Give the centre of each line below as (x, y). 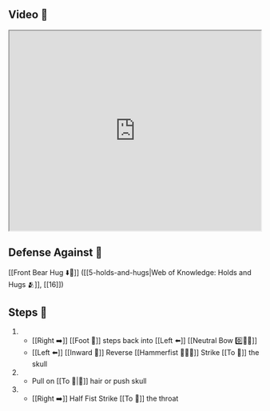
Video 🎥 (28, 15)
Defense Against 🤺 (56, 253)
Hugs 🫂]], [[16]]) (36, 284)
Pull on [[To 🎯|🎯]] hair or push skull (89, 381)
